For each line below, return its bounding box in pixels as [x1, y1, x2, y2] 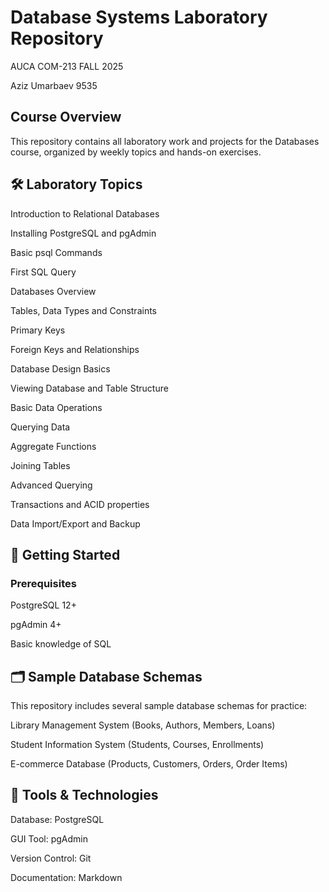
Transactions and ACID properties [10, 498, 150, 510]
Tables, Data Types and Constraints [10, 304, 157, 316]
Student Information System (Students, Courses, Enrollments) [10, 739, 265, 751]
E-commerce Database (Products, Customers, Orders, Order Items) [10, 758, 288, 770]
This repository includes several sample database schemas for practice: [10, 700, 308, 712]
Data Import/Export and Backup [10, 517, 141, 530]
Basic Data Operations [10, 401, 103, 413]
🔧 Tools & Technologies [10, 787, 159, 804]
